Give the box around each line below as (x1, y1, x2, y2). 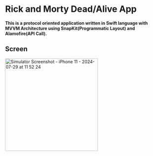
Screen (5, 45, 28, 53)
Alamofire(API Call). (5, 31, 47, 37)
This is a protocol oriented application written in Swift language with (5, 20, 148, 26)
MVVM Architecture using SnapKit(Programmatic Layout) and (5, 25, 135, 31)
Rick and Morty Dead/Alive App (5, 3, 137, 15)
